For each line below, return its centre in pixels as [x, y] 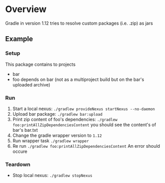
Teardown [18, 164]
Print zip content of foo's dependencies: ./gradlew [65, 119]
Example [19, 39]
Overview [26, 9]
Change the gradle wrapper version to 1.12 [57, 135]
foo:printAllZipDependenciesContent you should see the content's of [84, 125]
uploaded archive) [31, 84]
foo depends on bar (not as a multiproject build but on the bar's [78, 79]
